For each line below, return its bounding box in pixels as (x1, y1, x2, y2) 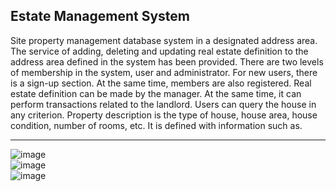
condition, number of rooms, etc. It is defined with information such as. (10, 119, 303, 131)
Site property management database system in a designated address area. (10, 34, 318, 46)
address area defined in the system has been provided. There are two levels (10, 55, 324, 68)
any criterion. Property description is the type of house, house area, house (10, 109, 318, 121)
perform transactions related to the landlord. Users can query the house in (10, 98, 317, 110)
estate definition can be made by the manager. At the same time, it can (10, 87, 302, 99)
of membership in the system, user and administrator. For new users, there (10, 66, 318, 78)
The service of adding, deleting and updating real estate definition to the (10, 45, 309, 57)
